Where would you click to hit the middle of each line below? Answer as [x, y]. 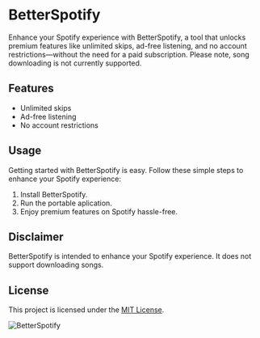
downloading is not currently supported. [75, 63]
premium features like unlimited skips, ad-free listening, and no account [128, 45]
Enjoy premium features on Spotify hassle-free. [99, 211]
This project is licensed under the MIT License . [86, 310]
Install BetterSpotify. [54, 194]
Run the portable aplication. [66, 203]
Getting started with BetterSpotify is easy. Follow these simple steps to [126, 170]
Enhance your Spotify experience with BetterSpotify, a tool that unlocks [127, 37]
